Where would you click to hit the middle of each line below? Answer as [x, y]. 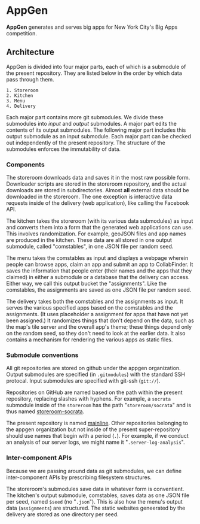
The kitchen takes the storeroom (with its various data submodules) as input [100, 221]
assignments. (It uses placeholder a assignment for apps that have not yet [97, 314]
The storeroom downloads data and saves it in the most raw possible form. [98, 178]
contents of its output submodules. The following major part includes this [96, 130]
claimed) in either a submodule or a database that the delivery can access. [98, 277]
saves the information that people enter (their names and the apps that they [99, 271]
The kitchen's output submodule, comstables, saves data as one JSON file [98, 495]
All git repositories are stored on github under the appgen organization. [93, 368]
